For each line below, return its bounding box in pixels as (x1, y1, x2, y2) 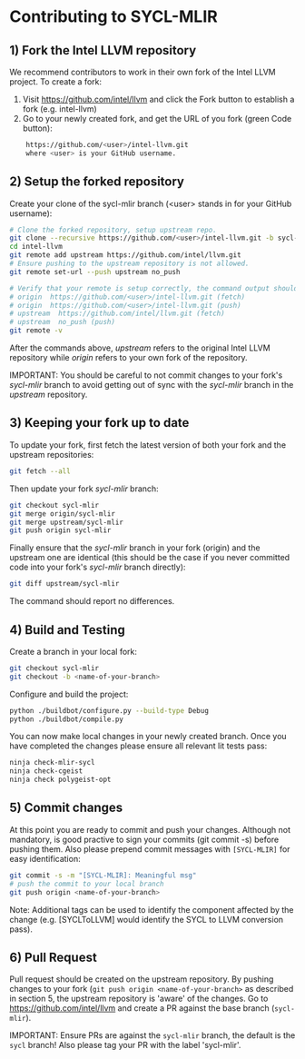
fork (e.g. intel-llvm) (22, 104, 97, 114)
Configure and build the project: (9, 688, 129, 699)
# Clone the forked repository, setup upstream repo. (9, 225, 218, 234)
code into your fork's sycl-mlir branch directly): (9, 561, 186, 573)
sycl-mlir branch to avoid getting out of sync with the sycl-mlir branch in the (9, 380, 294, 391)
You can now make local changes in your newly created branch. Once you (9, 731, 288, 742)
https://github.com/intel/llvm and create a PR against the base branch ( (9, 1003, 275, 1014)
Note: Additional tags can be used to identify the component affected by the (9, 904, 294, 915)
